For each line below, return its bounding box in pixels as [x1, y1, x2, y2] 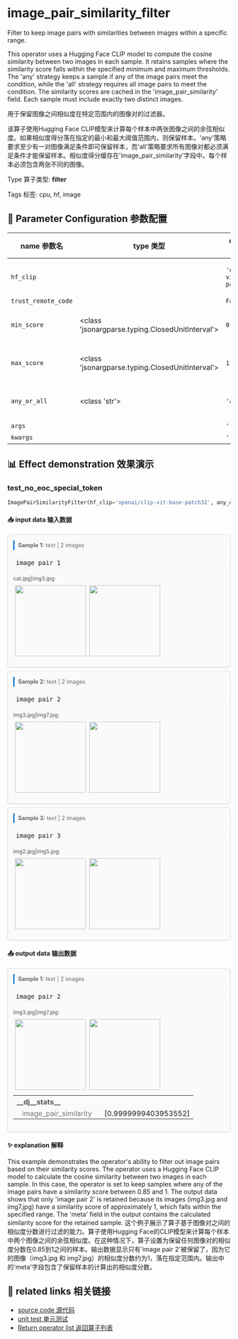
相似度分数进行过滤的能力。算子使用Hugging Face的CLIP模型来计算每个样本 [7, 1227, 229, 1236]
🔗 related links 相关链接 [7, 1285, 111, 1298]
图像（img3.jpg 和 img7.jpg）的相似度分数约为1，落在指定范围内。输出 [13, 1253, 218, 1262]
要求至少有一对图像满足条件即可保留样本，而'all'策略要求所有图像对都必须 [7, 142, 223, 150]
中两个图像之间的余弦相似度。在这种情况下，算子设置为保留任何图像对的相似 [7, 1236, 231, 1245]
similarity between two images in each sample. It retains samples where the [7, 57, 229, 65]
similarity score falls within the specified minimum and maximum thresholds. [7, 65, 230, 73]
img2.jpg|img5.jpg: [13, 847, 61, 855]
